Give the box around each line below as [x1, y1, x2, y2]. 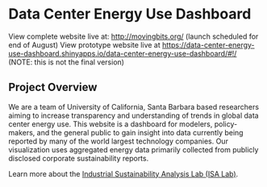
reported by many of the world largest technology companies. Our [8, 136, 228, 146]
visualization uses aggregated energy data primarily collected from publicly [8, 144, 259, 154]
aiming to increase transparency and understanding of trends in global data [8, 110, 260, 120]
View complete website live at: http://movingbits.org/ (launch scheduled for [8, 31, 259, 41]
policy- [214, 118, 238, 129]
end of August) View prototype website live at [8, 39, 161, 49]
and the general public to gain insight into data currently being [36, 127, 244, 137]
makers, [8, 127, 35, 137]
